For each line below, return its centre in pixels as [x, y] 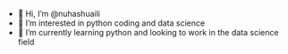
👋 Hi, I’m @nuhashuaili [59, 14]
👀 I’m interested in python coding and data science [111, 23]
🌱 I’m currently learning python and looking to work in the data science [148, 32]
